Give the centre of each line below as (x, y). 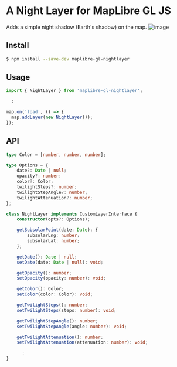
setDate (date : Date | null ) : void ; (60, 262)
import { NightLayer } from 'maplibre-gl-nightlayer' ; (74, 91)
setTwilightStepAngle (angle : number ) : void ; (72, 327)
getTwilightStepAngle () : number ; (57, 321)
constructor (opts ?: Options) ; (54, 219)
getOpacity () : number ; (44, 273)
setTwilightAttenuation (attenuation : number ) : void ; (82, 342)
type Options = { (27, 165)
